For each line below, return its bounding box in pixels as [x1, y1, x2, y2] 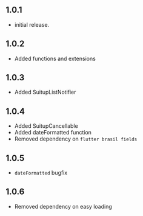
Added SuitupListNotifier [14, 88, 76, 96]
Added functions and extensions [14, 55, 96, 62]
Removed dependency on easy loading [14, 203, 113, 210]
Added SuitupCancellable [14, 122, 78, 130]
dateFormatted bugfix [14, 169, 68, 176]
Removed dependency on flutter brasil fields [14, 135, 138, 142]
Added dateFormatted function [14, 129, 92, 136]
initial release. [14, 21, 50, 28]
